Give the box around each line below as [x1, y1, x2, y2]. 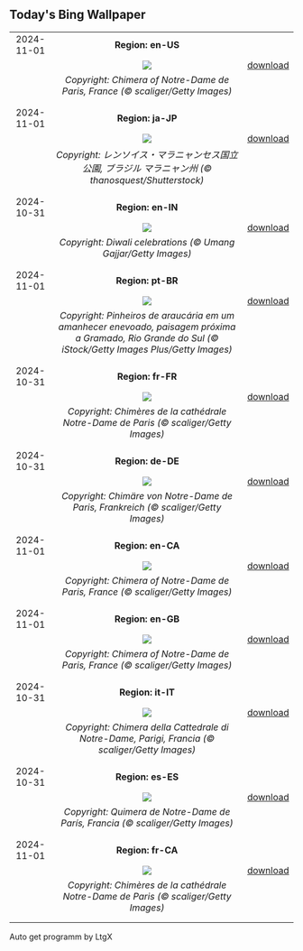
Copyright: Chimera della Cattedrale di [65, 721, 229, 734]
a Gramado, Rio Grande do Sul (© [75, 331, 219, 344]
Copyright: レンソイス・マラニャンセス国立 [55, 148, 239, 161]
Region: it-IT [118, 686, 176, 698]
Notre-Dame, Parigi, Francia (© [79, 732, 215, 744]
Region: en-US [114, 38, 180, 51]
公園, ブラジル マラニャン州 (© [82, 162, 212, 174]
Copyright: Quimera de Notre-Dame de [63, 805, 231, 817]
